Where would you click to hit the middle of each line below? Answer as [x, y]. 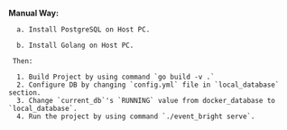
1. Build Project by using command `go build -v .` [116, 77]
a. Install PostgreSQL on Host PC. [83, 30]
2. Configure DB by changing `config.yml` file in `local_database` [148, 85]
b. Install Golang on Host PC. [75, 45]
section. [25, 93]
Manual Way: [34, 13]
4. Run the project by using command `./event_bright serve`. [136, 116]
